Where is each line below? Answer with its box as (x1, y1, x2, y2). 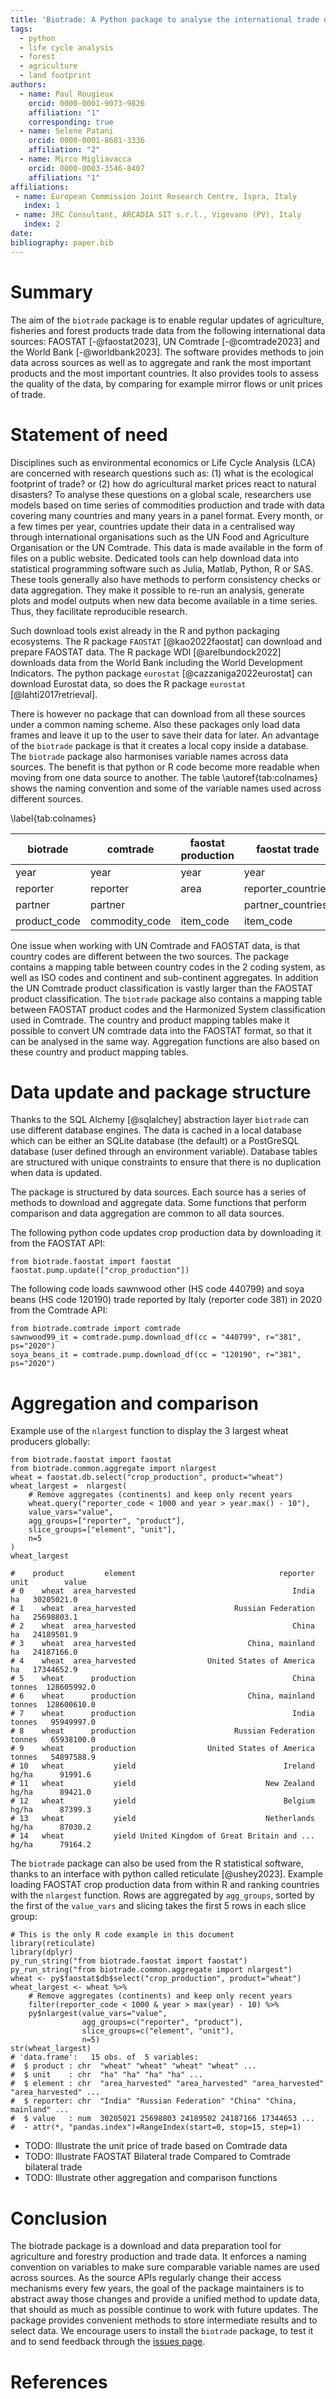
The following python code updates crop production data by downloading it (10, 1227, 322, 1239)
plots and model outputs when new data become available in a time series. (10, 594, 318, 606)
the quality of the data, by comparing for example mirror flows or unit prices (10, 377, 323, 390)
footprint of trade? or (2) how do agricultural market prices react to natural (10, 477, 317, 490)
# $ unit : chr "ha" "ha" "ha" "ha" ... (10, 2070, 203, 2080)
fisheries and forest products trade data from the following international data (10, 324, 326, 336)
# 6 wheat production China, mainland (10, 1691, 315, 1701)
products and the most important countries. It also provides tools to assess (10, 367, 319, 379)
